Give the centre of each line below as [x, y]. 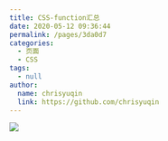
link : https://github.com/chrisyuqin [89, 102]
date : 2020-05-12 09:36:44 [60, 26]
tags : [19, 69]
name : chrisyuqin [50, 93]
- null [30, 77]
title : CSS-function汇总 [55, 18]
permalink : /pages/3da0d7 [58, 34]
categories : [32, 43]
